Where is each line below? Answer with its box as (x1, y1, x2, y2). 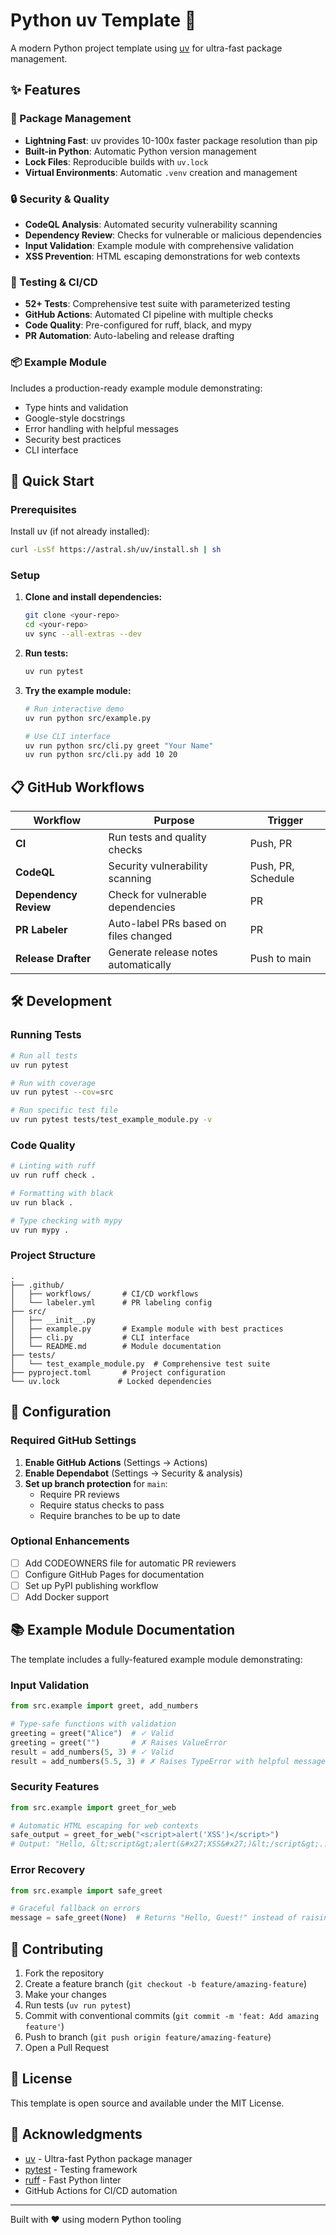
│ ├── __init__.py (10, 1315, 97, 1325)
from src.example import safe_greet (10, 1885, 163, 1896)
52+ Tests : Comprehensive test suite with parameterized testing (24, 298, 291, 310)
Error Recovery (10, 1863, 86, 1877)
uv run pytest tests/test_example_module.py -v (10, 1115, 213, 1125)
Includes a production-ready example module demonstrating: (10, 382, 263, 394)
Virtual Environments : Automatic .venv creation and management (24, 166, 298, 178)
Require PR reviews (39, 1488, 120, 1500)
